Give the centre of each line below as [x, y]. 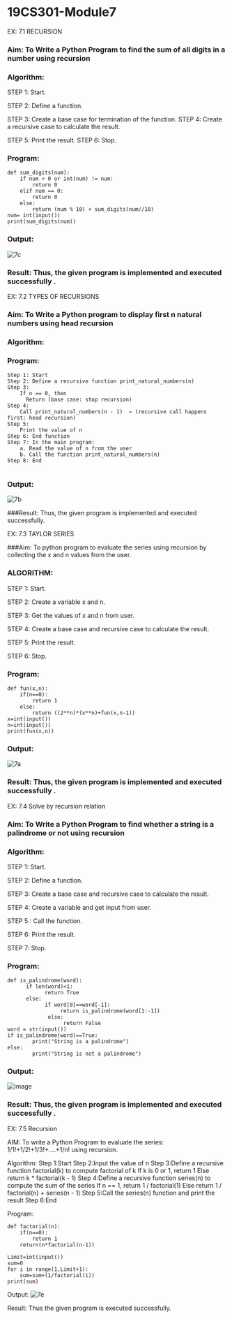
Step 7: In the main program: [51, 443]
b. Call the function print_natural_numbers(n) [90, 455]
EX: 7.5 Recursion [32, 1128]
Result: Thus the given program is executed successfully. [90, 1308]
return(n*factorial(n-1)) [57, 1245]
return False [82, 1024]
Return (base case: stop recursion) [79, 400]
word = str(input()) [37, 1030]
